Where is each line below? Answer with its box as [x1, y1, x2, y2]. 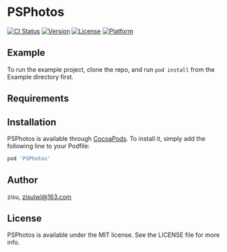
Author [7, 174, 38, 186]
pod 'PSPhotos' [7, 155, 51, 162]
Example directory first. [7, 72, 74, 81]
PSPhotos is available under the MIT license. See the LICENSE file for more [7, 231, 220, 239]
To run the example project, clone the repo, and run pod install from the [7, 65, 215, 73]
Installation [7, 116, 57, 128]
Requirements [7, 93, 69, 104]
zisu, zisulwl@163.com [7, 193, 72, 201]
